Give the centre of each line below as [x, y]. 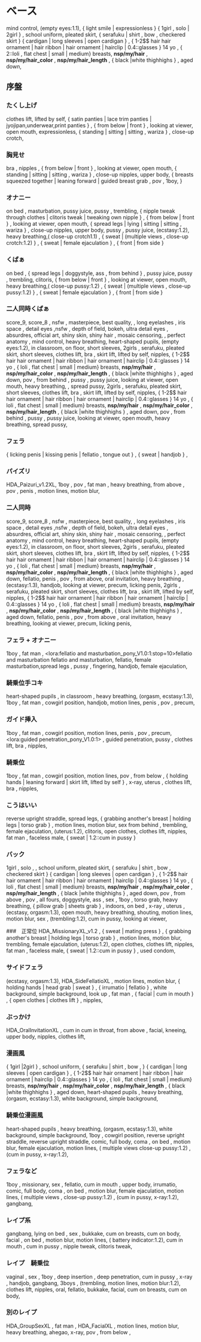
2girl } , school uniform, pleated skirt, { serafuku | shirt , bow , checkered [96, 34]
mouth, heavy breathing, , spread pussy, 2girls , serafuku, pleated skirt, [94, 386]
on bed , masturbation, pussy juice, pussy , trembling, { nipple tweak [91, 211]
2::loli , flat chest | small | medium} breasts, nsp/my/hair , [77, 53]
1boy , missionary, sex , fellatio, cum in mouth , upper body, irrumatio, [92, 1184]
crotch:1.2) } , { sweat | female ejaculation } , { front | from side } [85, 243]
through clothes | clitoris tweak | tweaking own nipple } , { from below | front [100, 217]
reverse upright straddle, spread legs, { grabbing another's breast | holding [99, 818]
